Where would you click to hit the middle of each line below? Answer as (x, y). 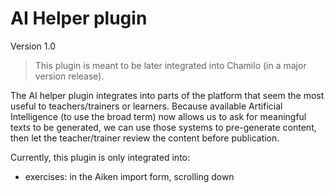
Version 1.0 (33, 46)
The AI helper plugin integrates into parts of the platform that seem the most (167, 95)
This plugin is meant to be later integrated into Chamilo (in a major (170, 65)
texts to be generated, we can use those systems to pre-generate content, (163, 127)
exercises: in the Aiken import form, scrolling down (129, 176)
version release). (69, 76)
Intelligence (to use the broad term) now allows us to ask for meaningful (158, 116)
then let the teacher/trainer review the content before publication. (145, 138)
